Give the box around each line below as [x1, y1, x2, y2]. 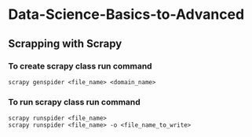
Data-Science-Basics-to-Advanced [8, 6, 245, 24]
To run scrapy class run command [8, 96, 141, 107]
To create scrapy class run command [8, 61, 152, 72]
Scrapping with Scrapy [8, 37, 122, 50]
